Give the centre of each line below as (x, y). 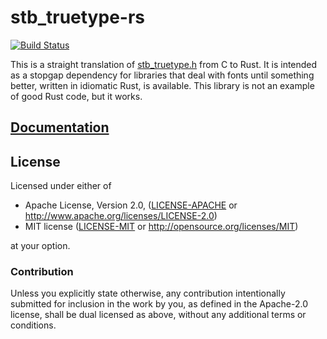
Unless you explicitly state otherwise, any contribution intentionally (148, 293)
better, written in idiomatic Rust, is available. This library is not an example (162, 85)
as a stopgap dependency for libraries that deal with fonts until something (162, 75)
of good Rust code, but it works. (76, 96)
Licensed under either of (61, 186)
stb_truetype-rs (77, 17)
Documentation (60, 127)
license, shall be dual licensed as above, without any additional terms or (158, 315)
